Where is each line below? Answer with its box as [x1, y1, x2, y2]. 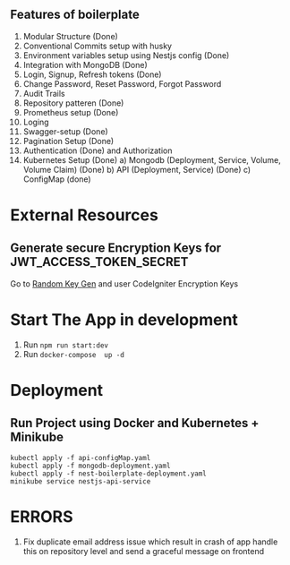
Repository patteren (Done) [22, 98, 124, 108]
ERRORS [10, 506, 74, 526]
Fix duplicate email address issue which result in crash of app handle [22, 536, 278, 547]
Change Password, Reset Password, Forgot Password [22, 78, 222, 89]
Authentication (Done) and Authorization [22, 145, 173, 156]
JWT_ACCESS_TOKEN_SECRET [10, 254, 189, 270]
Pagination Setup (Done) [22, 135, 115, 146]
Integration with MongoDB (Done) [22, 59, 149, 70]
